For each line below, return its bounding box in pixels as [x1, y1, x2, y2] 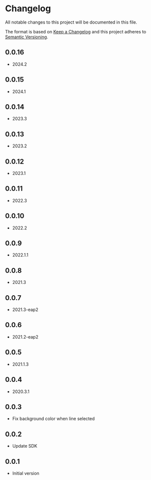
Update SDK [12, 443, 38, 449]
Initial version [12, 470, 39, 476]
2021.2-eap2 [12, 334, 38, 339]
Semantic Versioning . [5, 34, 48, 40]
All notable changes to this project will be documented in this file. [5, 19, 138, 25]
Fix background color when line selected [12, 416, 95, 422]
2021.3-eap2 [12, 307, 38, 312]
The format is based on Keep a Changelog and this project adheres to [5, 28, 147, 34]
